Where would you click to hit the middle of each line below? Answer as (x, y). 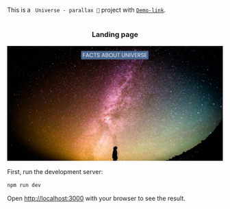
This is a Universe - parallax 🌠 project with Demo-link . (87, 10)
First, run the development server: (55, 171)
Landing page (115, 35)
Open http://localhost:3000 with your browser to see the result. (97, 198)
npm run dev (24, 185)
